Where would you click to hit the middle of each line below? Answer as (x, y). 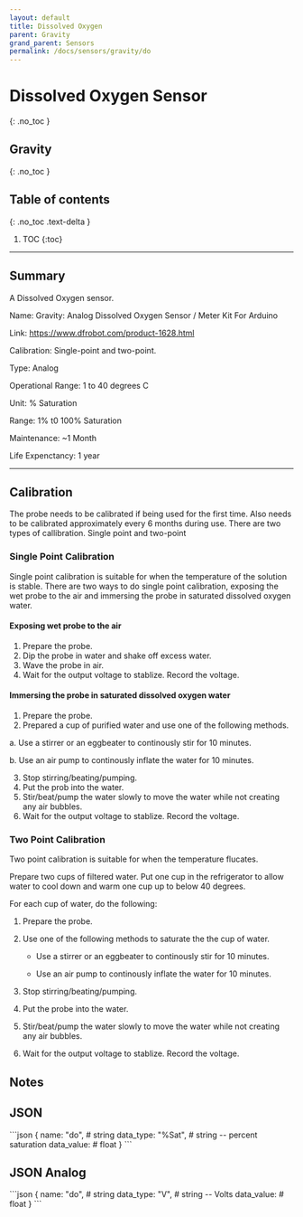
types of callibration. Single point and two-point (98, 533)
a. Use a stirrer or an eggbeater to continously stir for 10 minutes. (130, 743)
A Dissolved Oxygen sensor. (62, 297)
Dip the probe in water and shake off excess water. (117, 656)
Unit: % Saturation (43, 402)
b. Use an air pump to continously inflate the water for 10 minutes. (132, 760)
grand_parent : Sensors (52, 43)
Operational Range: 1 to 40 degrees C (79, 385)
